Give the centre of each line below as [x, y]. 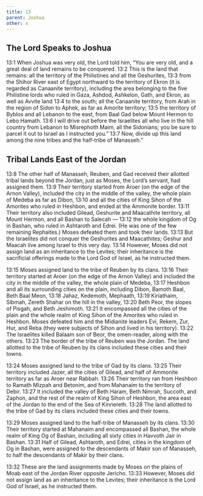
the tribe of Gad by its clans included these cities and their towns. [88, 411]
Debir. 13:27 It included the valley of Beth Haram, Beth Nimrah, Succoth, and [101, 391]
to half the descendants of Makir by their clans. [65, 455]
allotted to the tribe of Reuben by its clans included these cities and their [97, 347]
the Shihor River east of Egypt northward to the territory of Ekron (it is [93, 82]
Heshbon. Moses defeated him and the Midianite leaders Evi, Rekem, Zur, [98, 321]
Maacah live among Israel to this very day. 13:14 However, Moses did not [97, 245]
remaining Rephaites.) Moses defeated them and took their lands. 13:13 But [100, 232]
